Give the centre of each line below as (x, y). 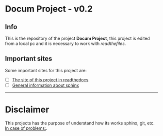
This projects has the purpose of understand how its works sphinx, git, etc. (80, 123)
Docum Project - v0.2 (49, 9)
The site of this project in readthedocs (50, 80)
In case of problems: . (26, 128)
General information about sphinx (45, 85)
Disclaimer (27, 110)
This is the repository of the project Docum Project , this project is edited (78, 38)
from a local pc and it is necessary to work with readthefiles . (65, 44)
